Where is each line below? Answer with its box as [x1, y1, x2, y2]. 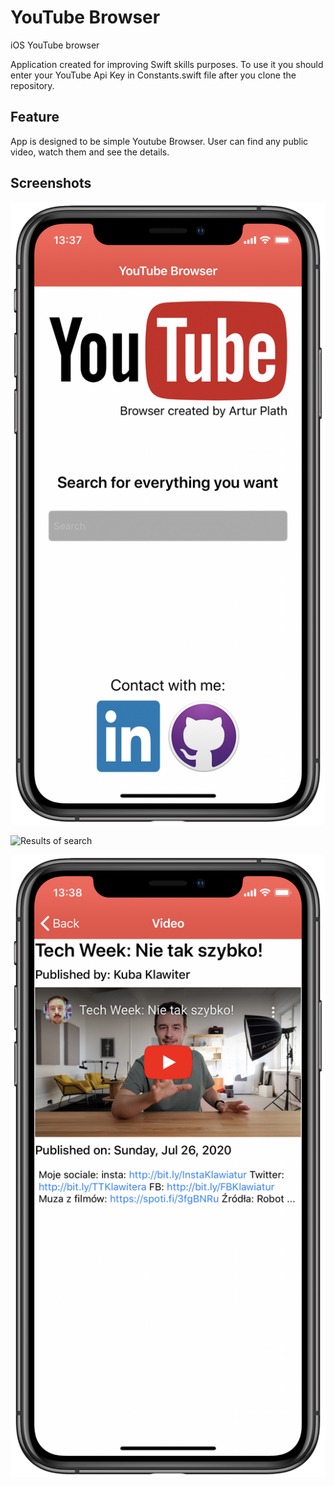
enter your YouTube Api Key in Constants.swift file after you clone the [10, 69, 297, 81]
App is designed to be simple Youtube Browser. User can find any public [10, 135, 309, 147]
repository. [10, 79, 55, 91]
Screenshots [10, 175, 92, 192]
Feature [10, 109, 60, 126]
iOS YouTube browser [10, 39, 100, 51]
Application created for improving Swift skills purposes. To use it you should [10, 58, 324, 70]
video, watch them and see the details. [10, 146, 170, 158]
